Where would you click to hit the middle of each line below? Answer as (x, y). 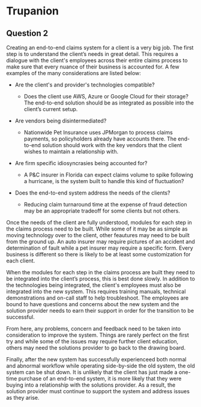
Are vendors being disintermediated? (61, 121)
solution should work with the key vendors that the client (112, 145)
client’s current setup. (51, 109)
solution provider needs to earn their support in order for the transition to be (100, 311)
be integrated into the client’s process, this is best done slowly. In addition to (100, 279)
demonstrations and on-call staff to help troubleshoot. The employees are (97, 298)
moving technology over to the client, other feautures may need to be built (98, 235)
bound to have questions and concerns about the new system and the (93, 304)
